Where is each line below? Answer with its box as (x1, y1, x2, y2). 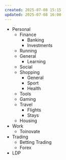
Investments (27, 42, 53, 48)
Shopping (19, 69, 40, 75)
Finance (19, 31, 36, 37)
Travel (19, 101, 33, 107)
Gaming (19, 96, 36, 102)
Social (19, 64, 33, 70)
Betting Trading (19, 139, 52, 145)
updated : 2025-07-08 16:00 (5, 12, 61, 17)
